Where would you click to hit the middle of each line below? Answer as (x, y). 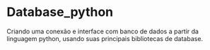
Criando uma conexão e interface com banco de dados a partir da (103, 31)
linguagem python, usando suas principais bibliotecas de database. (105, 38)
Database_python (60, 12)
